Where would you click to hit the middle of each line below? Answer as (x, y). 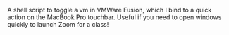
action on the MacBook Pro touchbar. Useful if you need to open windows (114, 17)
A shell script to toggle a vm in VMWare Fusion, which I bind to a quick (110, 10)
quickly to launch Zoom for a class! (58, 24)
